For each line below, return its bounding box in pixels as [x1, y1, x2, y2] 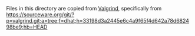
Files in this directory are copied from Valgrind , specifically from [6, 5, 162, 12]
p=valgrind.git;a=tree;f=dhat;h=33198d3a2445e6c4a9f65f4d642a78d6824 [6, 17, 190, 24]
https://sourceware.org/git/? [6, 11, 75, 18]
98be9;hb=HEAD [6, 23, 48, 30]
